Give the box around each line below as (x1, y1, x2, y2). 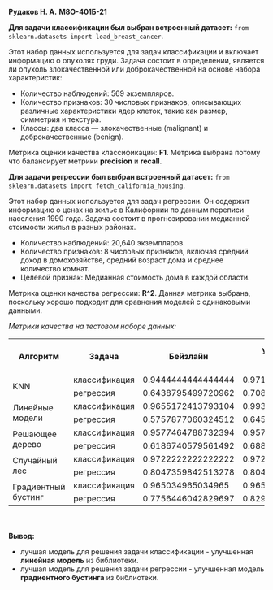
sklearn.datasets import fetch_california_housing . (8, 180, 185, 190)
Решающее (12, 428, 57, 440)
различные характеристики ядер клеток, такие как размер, (19, 106, 228, 115)
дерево (12, 439, 42, 449)
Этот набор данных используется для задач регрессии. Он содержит (8, 197, 250, 206)
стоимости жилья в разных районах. (8, 223, 136, 232)
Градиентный (12, 481, 66, 492)
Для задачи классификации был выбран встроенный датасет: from (8, 23, 249, 32)
